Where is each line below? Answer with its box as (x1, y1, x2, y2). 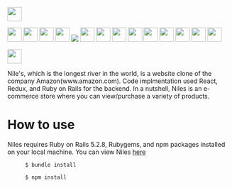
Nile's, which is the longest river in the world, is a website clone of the (7, 70, 212, 77)
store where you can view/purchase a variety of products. (40, 92, 210, 100)
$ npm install (25, 174, 67, 181)
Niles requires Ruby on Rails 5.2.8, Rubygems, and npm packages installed (7, 140, 226, 148)
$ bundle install (25, 161, 77, 168)
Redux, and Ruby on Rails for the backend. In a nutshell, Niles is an (7, 84, 202, 92)
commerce (7, 92, 39, 100)
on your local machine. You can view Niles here (7, 148, 146, 156)
